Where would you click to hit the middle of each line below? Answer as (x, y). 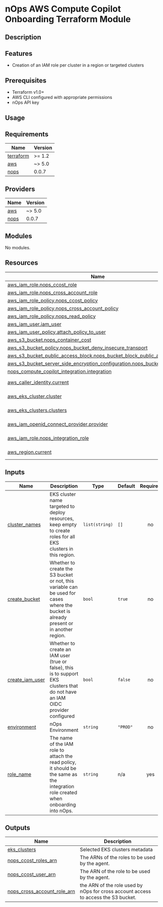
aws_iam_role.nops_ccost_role (42, 285)
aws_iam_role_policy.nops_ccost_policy (53, 300)
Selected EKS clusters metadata (116, 850)
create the (61, 568)
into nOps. (61, 810)
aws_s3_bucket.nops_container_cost (49, 340)
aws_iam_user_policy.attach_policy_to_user (57, 332)
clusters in (62, 549)
